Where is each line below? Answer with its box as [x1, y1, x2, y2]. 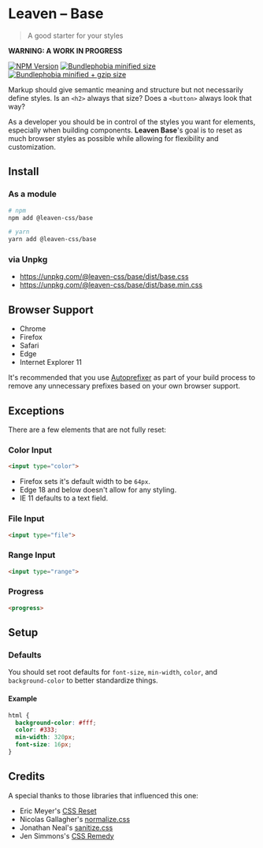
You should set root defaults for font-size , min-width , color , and [8, 668, 218, 677]
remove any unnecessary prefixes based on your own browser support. [8, 381, 241, 391]
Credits [8, 770, 46, 783]
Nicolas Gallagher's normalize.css [19, 814, 131, 824]
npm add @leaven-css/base [8, 214, 93, 221]
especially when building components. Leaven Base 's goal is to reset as [8, 125, 243, 135]
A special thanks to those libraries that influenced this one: [8, 790, 198, 800]
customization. [8, 142, 57, 151]
